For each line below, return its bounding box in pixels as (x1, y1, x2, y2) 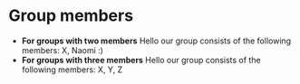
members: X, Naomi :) (21, 44, 103, 55)
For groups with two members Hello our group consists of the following (21, 35, 292, 46)
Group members (8, 5, 133, 26)
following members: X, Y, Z (21, 64, 123, 75)
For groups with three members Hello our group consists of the (21, 54, 261, 65)
